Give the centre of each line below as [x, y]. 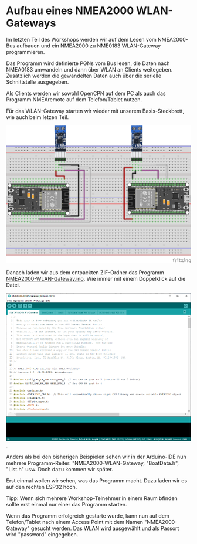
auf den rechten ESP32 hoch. [42, 487]
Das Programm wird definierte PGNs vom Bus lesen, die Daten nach [88, 63]
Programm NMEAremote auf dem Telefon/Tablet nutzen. [74, 99]
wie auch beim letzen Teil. [38, 117]
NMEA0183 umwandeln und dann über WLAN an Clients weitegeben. [89, 69]
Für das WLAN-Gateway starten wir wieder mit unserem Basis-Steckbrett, [95, 111]
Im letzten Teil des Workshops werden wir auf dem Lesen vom [81, 39]
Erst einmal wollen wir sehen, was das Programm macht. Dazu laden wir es [97, 480]
